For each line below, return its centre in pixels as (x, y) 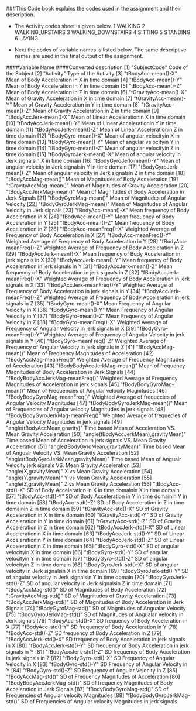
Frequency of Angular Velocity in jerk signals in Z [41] (71, 347)
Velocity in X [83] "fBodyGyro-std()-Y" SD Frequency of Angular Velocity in (97, 664)
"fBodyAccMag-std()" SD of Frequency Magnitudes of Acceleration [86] (93, 676)
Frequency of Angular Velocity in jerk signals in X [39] (71, 328)
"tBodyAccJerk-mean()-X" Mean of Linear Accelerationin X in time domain (96, 117)
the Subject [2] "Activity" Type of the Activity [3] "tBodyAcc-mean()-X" (92, 73)
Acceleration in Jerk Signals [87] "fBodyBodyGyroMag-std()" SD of (87, 689)
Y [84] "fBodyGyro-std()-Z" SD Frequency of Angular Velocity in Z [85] (92, 670)
